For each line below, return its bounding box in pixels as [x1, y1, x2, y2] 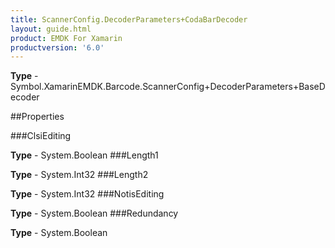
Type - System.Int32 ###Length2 [10, 169, 149, 181]
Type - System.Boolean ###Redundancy [10, 207, 179, 220]
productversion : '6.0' [10, 42, 105, 53]
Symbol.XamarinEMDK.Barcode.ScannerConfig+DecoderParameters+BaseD [10, 81, 326, 93]
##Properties [10, 111, 65, 123]
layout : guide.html [10, 24, 92, 34]
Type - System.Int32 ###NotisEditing [10, 188, 165, 200]
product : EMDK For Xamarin [10, 33, 123, 43]
